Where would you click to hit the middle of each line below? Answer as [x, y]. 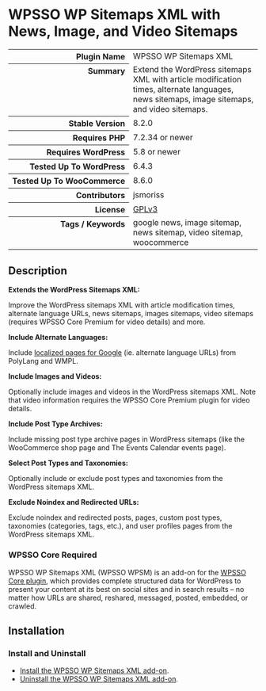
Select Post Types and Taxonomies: [68, 463]
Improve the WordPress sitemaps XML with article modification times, [122, 305]
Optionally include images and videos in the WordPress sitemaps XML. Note [132, 392]
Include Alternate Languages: [58, 338]
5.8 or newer [157, 151]
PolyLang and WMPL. [44, 361]
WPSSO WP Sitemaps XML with [114, 15]
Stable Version [97, 123]
